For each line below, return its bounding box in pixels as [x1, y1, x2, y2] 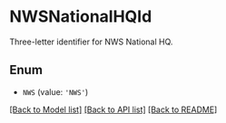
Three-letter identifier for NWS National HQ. [9, 36, 173, 47]
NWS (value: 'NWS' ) [22, 86, 89, 97]
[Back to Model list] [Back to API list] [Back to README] [9, 104, 218, 115]
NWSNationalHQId [9, 6, 152, 27]
